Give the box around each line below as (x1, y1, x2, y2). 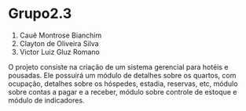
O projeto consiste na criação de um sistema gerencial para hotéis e (8, 62, 229, 71)
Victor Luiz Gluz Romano (19, 47, 100, 56)
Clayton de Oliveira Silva (19, 38, 100, 48)
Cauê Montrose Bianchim (19, 30, 102, 40)
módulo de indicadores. (8, 95, 85, 105)
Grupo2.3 (8, 5, 72, 23)
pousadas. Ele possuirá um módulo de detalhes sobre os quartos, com (8, 70, 237, 80)
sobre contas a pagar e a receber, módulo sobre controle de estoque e (8, 87, 237, 96)
